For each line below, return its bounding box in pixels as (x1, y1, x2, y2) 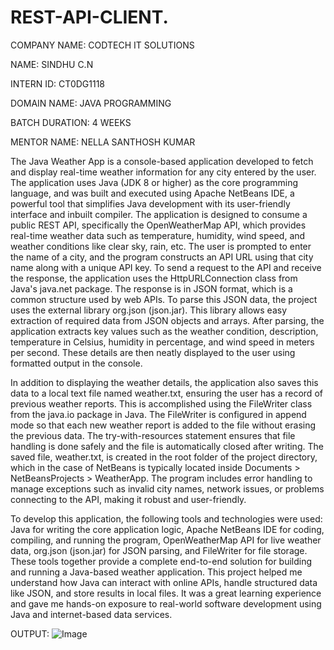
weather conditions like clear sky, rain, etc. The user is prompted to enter (10, 240, 312, 252)
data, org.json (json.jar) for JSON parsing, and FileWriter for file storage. (10, 544, 308, 556)
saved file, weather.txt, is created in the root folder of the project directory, (10, 451, 318, 463)
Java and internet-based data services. (10, 608, 173, 620)
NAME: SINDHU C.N (10, 58, 94, 70)
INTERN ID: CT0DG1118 (10, 77, 106, 90)
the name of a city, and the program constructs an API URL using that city (10, 251, 314, 263)
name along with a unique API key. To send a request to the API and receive (10, 261, 322, 273)
